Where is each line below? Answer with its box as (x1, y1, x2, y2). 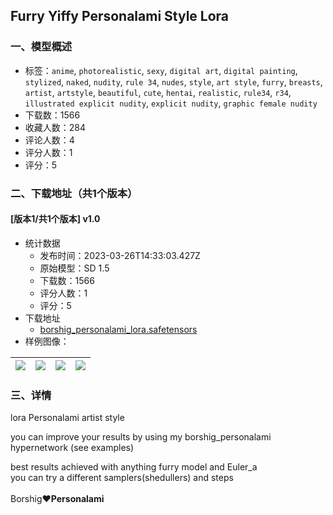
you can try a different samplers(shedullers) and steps (10, 472, 234, 484)
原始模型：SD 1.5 (39, 262, 110, 274)
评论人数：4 (24, 134, 75, 146)
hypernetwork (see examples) (10, 442, 135, 454)
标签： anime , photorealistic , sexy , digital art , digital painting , (24, 64, 298, 76)
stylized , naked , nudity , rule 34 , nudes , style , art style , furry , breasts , (24, 75, 323, 88)
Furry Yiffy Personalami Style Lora (10, 8, 230, 25)
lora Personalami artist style (10, 412, 125, 424)
